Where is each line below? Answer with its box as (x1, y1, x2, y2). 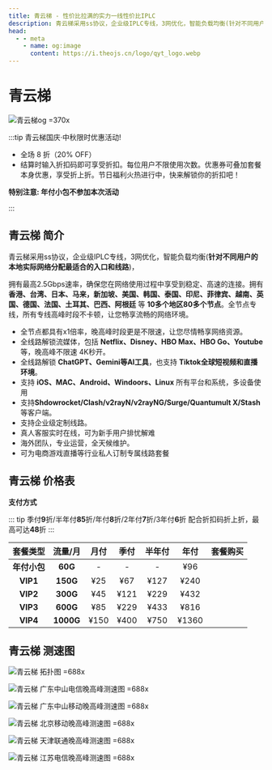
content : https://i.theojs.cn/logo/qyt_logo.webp (29, 49, 201, 57)
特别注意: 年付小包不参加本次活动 (8, 187, 119, 197)
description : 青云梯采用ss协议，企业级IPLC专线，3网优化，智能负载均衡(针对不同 (8, 19, 253, 28)
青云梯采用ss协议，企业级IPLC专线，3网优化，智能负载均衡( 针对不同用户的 (8, 252, 258, 262)
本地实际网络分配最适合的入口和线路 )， (8, 262, 139, 271)
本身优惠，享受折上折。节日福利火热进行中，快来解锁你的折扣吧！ (19, 169, 240, 179)
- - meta (15, 34, 45, 43)
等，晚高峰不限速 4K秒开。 (19, 347, 111, 356)
